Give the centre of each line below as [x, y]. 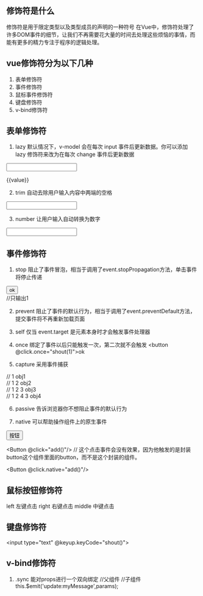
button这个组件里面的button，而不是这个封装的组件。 [73, 457]
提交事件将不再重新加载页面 [50, 319]
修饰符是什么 [30, 11]
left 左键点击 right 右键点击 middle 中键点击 [60, 506]
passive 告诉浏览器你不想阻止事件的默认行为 [71, 409]
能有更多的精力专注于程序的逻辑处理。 [54, 42]
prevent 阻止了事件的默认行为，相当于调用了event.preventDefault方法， [105, 311]
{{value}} [18, 180]
